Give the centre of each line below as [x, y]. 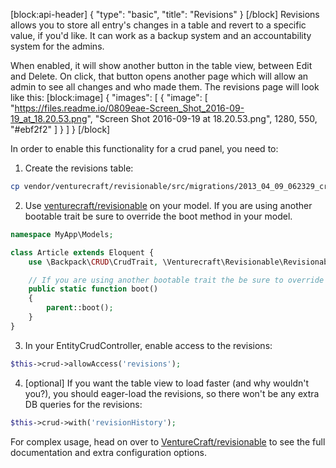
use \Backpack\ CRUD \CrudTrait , [93, 262]
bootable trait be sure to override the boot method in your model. [158, 216]
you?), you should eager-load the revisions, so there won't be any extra [172, 393]
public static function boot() [93, 289]
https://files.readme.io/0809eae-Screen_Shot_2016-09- [129, 108]
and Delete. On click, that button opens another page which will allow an [159, 76]
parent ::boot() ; [80, 308]
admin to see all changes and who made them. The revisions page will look [165, 87]
